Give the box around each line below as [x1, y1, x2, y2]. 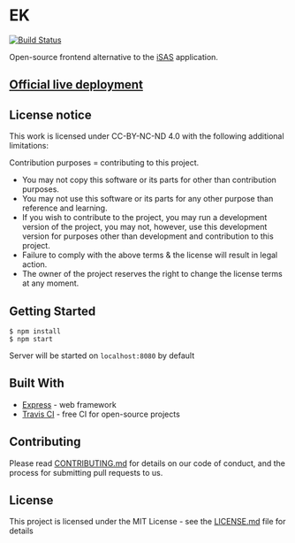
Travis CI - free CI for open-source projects [21, 409, 181, 419]
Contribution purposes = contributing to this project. [9, 157, 200, 168]
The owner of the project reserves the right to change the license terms [21, 269, 283, 279]
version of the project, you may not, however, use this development [21, 222, 268, 233]
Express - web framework [21, 399, 117, 409]
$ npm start [9, 334, 53, 343]
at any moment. [21, 278, 79, 288]
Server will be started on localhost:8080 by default [9, 350, 195, 361]
